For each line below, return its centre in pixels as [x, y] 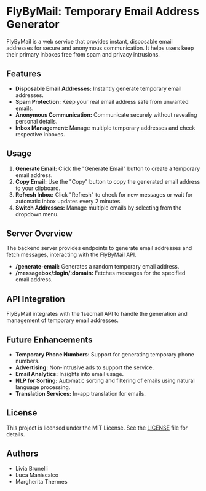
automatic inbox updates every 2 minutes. [68, 201]
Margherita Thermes [41, 481]
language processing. [43, 387]
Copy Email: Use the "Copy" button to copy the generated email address [108, 181]
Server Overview [39, 233]
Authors [22, 454]
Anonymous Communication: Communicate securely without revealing [106, 114]
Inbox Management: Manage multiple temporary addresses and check [105, 128]
